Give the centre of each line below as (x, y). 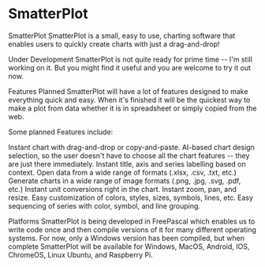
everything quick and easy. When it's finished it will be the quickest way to (129, 100)
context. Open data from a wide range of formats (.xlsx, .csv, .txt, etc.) (122, 172)
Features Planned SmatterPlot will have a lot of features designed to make (128, 91)
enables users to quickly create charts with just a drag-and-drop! (114, 43)
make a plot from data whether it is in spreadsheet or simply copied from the (132, 108)
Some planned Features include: (61, 132)
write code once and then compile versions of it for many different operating (132, 229)
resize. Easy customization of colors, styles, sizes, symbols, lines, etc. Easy (131, 197)
